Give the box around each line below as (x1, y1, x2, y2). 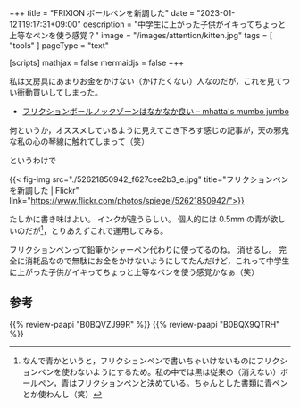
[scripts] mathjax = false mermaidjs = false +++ (9, 57, 185, 68)
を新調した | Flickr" (9, 186, 80, 196)
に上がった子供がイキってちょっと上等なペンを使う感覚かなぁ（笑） (9, 266, 260, 277)
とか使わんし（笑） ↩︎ (21, 389, 103, 400)
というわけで (9, 155, 56, 165)
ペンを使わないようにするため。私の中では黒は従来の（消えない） (37, 367, 281, 378)
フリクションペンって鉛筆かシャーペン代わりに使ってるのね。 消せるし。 (9, 244, 277, 254)
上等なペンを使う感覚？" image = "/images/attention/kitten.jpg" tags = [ (9, 30, 273, 40)
